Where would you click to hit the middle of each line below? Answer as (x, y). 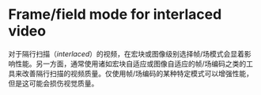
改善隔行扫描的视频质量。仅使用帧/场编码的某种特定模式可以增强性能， (138, 73)
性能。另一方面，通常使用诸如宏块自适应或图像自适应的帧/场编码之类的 (130, 64)
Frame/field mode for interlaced (115, 15)
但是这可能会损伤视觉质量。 (53, 83)
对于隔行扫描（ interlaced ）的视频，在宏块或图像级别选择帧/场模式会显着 (127, 53)
